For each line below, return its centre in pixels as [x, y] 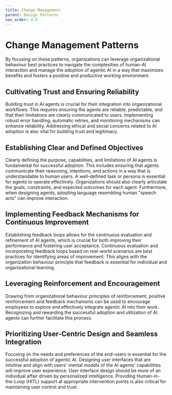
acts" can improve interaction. [37, 198]
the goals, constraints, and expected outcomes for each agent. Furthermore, [86, 187]
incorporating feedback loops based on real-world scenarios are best [79, 251]
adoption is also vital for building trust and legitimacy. [62, 131]
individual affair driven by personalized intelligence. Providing [70, 376]
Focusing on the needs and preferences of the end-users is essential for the [86, 354]
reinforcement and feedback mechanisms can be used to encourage [78, 302]
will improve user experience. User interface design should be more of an [83, 371]
